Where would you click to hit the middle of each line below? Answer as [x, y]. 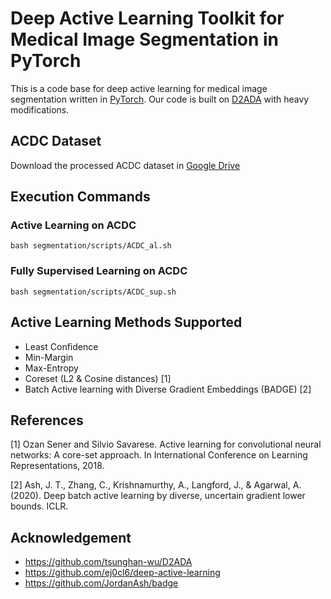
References [47, 420]
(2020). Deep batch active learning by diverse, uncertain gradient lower [158, 496]
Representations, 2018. [57, 466]
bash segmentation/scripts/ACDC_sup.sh [93, 292]
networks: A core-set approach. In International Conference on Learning [159, 455]
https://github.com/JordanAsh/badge [101, 583]
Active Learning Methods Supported [126, 322]
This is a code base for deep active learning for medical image [139, 88]
